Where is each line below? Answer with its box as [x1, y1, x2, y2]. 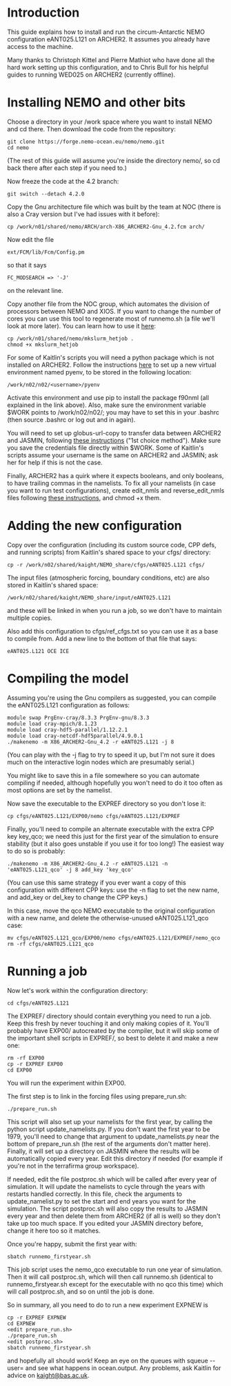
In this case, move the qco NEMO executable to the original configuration [7, 906, 215, 915]
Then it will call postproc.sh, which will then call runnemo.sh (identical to [7, 1273, 214, 1281]
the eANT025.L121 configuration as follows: [7, 701, 130, 709]
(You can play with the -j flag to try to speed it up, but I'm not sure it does [7, 750, 215, 759]
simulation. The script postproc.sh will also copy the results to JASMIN [7, 1204, 208, 1213]
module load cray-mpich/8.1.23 [7, 720, 97, 727]
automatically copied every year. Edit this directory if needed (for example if [7, 1154, 223, 1162]
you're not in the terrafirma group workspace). [7, 1161, 139, 1170]
